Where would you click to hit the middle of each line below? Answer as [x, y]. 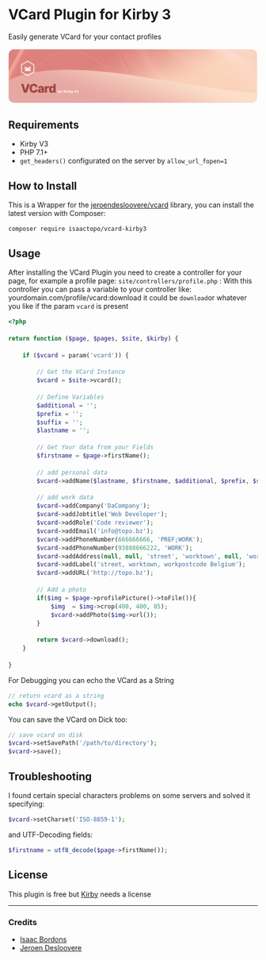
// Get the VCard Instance [81, 372]
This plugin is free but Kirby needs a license [80, 894]
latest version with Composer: [57, 214]
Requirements [44, 125]
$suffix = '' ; [60, 422]
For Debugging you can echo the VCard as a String [91, 680]
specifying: [27, 804]
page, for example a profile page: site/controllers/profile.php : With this [130, 281]
